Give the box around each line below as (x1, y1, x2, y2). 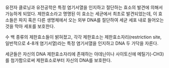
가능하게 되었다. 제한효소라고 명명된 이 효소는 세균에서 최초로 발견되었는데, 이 (5, 11, 157, 17)
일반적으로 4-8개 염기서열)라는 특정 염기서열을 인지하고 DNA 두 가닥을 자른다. (5, 40, 159, 46)
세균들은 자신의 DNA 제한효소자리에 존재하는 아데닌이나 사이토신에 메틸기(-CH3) (5, 51, 164, 57)
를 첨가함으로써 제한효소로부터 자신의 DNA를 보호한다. (5, 57, 112, 63)
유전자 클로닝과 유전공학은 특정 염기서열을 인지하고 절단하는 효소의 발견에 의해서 (5, 5, 163, 10)
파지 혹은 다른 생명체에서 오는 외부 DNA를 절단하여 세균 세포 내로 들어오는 (18, 17, 164, 23)
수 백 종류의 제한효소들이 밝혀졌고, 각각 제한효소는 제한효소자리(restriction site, (5, 34, 162, 40)
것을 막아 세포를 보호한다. (5, 23, 55, 29)
